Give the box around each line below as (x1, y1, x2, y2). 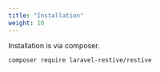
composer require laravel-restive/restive (8, 56, 152, 64)
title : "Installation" (8, 11, 84, 20)
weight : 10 (8, 19, 45, 27)
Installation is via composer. (8, 40, 100, 50)
